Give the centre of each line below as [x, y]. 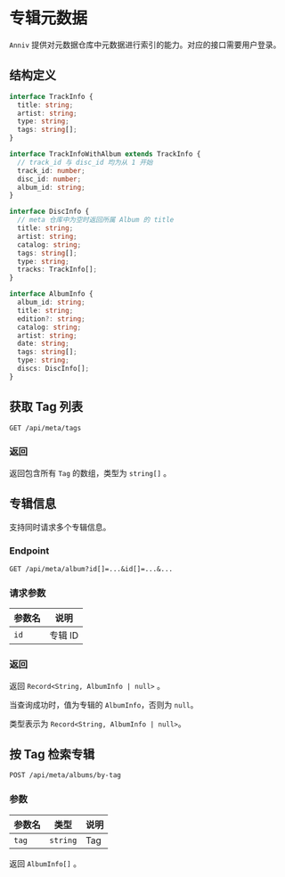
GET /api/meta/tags [45, 428]
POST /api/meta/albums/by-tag [65, 775]
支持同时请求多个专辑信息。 [60, 527]
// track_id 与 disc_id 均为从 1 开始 [85, 162]
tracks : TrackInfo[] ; [57, 270]
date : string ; [43, 344]
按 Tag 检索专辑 [52, 754]
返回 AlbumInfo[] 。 [45, 863]
